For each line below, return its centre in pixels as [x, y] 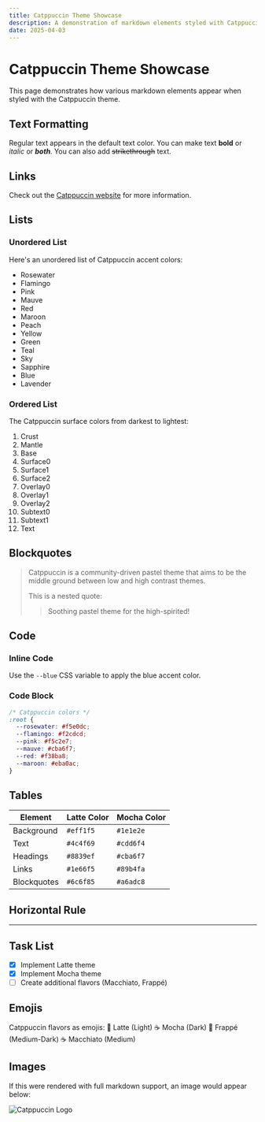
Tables [26, 795]
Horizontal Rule [48, 910]
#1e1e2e [131, 831]
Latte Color [88, 818]
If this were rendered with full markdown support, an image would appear [128, 1086]
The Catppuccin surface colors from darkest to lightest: [99, 421]
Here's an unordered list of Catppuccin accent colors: [96, 259]
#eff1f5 [81, 831]
